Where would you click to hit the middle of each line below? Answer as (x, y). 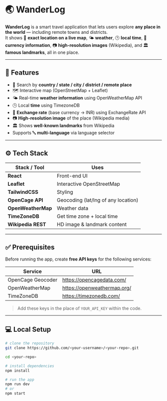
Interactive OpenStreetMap (88, 184)
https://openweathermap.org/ (97, 288)
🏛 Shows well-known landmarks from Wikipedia (63, 126)
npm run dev (17, 384)
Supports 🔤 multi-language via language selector (64, 133)
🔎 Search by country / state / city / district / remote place (72, 85)
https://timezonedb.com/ (91, 296)
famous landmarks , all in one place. (42, 52)
